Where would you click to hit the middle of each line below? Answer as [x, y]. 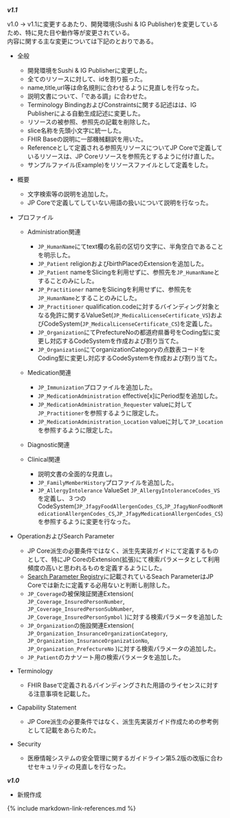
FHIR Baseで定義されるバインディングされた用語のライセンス [114, 685]
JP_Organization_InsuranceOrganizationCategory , [97, 633]
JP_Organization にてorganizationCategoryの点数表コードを [122, 349]
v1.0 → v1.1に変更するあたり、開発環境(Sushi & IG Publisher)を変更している [113, 24]
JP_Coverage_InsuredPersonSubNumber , [81, 609]
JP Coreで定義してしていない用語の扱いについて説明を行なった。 [120, 203]
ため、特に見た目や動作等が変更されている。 [70, 33]
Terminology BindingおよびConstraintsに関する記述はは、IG [112, 105]
